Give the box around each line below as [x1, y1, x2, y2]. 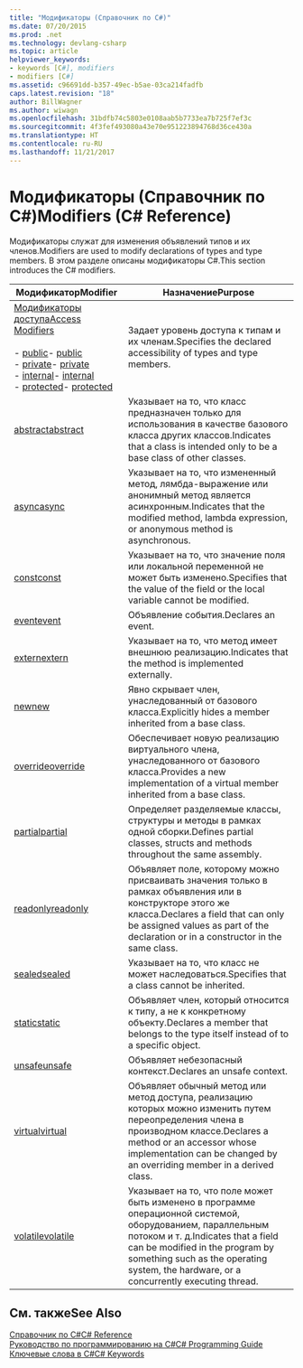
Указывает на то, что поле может [127, 1185, 273, 1197]
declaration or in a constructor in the [127, 930, 282, 942]
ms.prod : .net [9, 30, 63, 39]
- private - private [14, 358, 90, 370]
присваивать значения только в [127, 874, 268, 886]
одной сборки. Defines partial [127, 825, 254, 838]
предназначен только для [127, 406, 242, 418]
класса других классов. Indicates [127, 428, 271, 441]
